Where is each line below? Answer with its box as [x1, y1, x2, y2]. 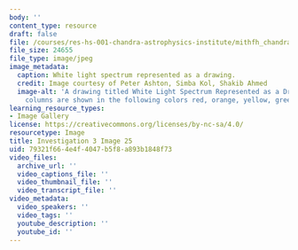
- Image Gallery [9, 112, 69, 121]
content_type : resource [9, 21, 98, 30]
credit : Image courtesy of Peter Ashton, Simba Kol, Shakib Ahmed [17, 79, 268, 88]
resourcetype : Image [9, 129, 86, 137]
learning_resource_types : [9, 104, 105, 113]
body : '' [9, 12, 42, 22]
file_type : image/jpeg [9, 54, 93, 63]
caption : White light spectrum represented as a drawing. [17, 71, 237, 80]
